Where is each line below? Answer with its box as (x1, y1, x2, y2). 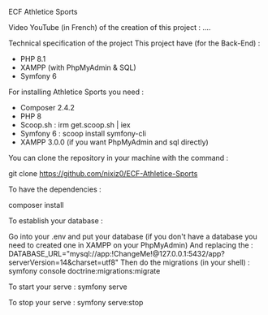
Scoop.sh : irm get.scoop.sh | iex (19, 120, 132, 129)
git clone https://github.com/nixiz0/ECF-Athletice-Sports (8, 169, 198, 178)
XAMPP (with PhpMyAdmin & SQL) (19, 63, 136, 72)
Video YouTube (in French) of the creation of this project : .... (8, 23, 211, 32)
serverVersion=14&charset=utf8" (8, 257, 119, 267)
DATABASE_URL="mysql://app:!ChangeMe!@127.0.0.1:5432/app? (8, 249, 225, 258)
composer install (8, 201, 64, 209)
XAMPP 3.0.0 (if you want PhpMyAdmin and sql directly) (19, 137, 209, 147)
